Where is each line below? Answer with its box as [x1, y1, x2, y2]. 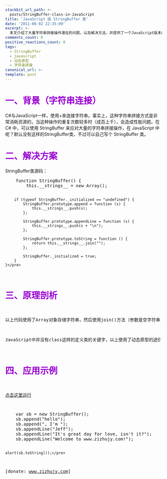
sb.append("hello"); [15, 416, 66, 422]
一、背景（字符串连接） [5, 95, 101, 107]
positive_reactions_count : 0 [5, 40, 66, 45]
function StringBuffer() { [15, 178, 82, 183]
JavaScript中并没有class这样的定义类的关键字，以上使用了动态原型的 [5, 337, 154, 343]
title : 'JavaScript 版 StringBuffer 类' [5, 16, 88, 21]
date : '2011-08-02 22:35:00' [5, 21, 66, 26]
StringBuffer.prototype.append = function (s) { [23, 201, 126, 207]
